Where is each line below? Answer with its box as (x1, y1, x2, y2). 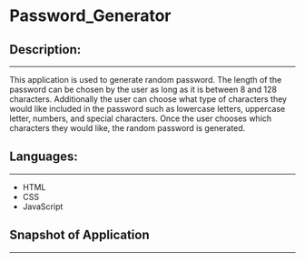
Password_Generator (9, 5, 172, 26)
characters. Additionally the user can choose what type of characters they (9, 94, 288, 105)
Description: (9, 42, 82, 57)
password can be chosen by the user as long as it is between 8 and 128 (9, 84, 277, 95)
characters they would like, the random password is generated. (9, 123, 246, 133)
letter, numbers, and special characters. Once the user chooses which (9, 113, 272, 124)
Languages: (9, 149, 79, 165)
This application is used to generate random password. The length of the (9, 75, 282, 85)
